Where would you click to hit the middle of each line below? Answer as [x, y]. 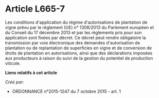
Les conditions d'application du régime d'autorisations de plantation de [76, 22]
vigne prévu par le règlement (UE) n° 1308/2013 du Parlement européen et [79, 27]
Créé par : [15, 82]
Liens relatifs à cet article [31, 72]
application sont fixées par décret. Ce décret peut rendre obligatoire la [76, 38]
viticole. [13, 63]
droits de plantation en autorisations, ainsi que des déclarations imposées [79, 53]
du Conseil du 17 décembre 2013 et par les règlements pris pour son [73, 32]
